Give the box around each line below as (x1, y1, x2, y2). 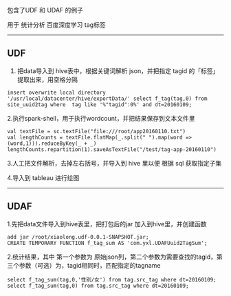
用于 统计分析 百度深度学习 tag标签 (7, 21, 106, 29)
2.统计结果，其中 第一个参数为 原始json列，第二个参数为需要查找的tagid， (7, 253, 217, 261)
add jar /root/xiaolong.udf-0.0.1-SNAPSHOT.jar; (7, 233, 149, 240)
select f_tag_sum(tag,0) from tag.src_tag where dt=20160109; (7, 282, 189, 289)
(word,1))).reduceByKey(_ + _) (7, 140, 97, 147)
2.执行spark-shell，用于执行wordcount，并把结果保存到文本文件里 (7, 114, 195, 122)
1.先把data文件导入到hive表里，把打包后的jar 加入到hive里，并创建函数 (7, 219, 207, 228)
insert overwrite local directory (7, 89, 107, 96)
